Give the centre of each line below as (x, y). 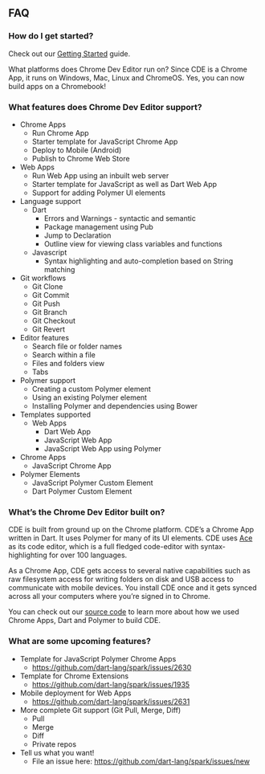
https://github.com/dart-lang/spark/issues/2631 (111, 701)
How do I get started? (51, 36)
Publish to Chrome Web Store (81, 158)
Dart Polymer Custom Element (82, 491)
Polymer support (48, 380)
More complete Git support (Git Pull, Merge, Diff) (100, 710)
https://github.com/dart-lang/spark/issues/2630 (112, 667)
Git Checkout (54, 320)
